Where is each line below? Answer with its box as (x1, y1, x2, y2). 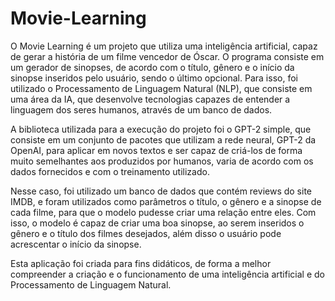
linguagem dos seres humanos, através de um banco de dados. (10, 103, 273, 116)
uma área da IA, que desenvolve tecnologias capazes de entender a (10, 93, 291, 105)
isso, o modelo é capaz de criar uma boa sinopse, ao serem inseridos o (10, 217, 305, 229)
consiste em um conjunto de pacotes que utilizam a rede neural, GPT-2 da (10, 133, 317, 146)
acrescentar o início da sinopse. (10, 238, 142, 250)
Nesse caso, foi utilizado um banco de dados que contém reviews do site (10, 185, 313, 197)
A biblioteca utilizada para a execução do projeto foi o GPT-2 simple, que (10, 123, 312, 135)
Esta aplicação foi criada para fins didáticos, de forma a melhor (10, 257, 272, 269)
